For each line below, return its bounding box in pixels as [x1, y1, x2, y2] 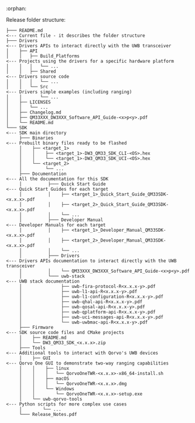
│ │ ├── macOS [19, 376, 69, 381]
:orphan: [6, 5, 26, 12]
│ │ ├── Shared [6, 68, 57, 74]
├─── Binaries [19, 135, 54, 141]
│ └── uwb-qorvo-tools [19, 396, 83, 402]
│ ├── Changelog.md [6, 109, 61, 115]
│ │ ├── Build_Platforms [6, 53, 80, 59]
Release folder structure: [6, 16, 66, 23]
